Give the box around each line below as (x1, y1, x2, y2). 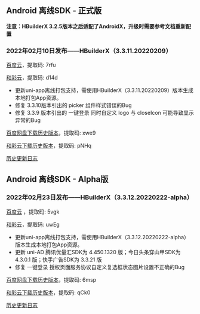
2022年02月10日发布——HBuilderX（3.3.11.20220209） (6, 47, 172, 55)
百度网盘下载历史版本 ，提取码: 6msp (6, 276, 97, 283)
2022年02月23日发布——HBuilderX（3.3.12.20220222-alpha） (6, 193, 193, 202)
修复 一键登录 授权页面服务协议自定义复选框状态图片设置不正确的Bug (14, 263, 185, 270)
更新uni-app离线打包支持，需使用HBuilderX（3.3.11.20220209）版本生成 (14, 87, 194, 94)
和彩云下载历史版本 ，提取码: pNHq (6, 142, 92, 150)
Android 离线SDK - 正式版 (6, 5, 102, 16)
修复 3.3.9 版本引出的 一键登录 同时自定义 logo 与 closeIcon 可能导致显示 (14, 109, 194, 117)
